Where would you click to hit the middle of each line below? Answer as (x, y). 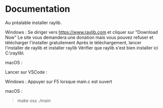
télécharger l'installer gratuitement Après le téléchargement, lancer (73, 42)
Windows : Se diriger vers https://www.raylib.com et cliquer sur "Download (81, 32)
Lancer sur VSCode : (26, 72)
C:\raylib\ (14, 53)
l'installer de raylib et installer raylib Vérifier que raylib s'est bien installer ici (82, 48)
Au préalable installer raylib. (33, 23)
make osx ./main (34, 100)
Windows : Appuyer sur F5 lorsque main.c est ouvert (59, 81)
